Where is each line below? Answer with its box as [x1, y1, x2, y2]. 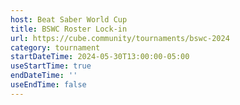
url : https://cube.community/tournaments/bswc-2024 [10, 33, 230, 43]
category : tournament [10, 42, 101, 53]
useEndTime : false [10, 80, 87, 90]
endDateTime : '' [10, 71, 78, 81]
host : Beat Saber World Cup [10, 14, 128, 25]
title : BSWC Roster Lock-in [10, 24, 128, 34]
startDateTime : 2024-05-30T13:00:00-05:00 [10, 52, 190, 62]
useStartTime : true [10, 61, 92, 71]
